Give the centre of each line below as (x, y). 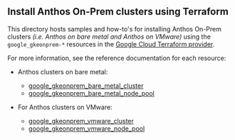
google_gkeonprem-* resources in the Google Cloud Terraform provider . (111, 44)
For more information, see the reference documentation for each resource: (117, 58)
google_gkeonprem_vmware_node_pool (87, 129)
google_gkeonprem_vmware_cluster (81, 121)
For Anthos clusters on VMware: (65, 107)
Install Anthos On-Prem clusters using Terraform (118, 12)
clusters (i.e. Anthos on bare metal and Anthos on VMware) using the (109, 36)
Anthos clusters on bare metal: (63, 71)
